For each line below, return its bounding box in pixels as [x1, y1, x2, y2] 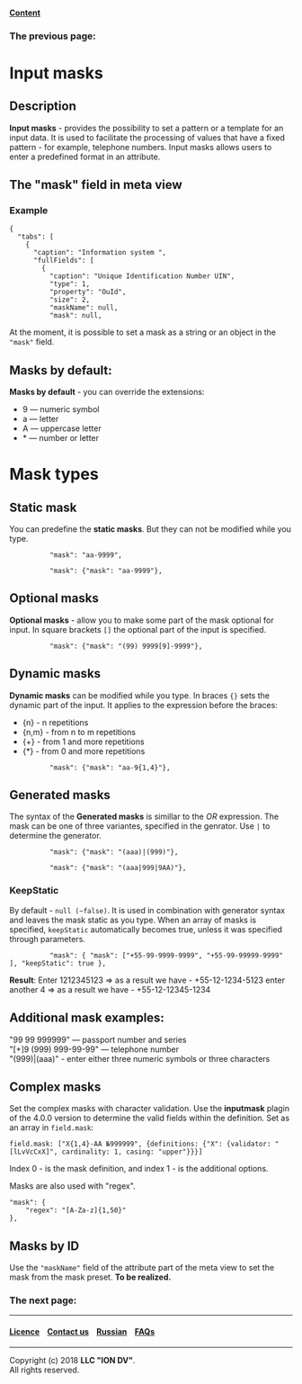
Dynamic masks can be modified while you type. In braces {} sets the [9, 689, 270, 701]
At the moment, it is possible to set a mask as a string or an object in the [9, 327, 277, 337]
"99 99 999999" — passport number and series [9, 1034, 187, 1045]
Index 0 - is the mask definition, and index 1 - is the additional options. [9, 1164, 269, 1174]
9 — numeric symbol [22, 404, 100, 415]
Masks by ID [9, 1238, 79, 1254]
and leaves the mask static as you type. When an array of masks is [9, 914, 257, 925]
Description [9, 99, 76, 114]
